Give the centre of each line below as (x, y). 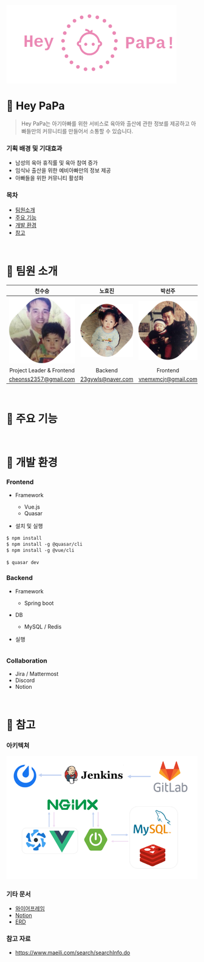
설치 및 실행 (29, 526)
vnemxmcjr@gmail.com (168, 379)
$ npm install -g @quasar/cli (45, 545)
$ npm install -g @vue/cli (40, 551)
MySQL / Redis (43, 626)
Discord (25, 680)
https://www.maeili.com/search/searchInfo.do (73, 952)
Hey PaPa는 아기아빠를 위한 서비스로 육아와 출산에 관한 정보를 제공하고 (105, 124)
